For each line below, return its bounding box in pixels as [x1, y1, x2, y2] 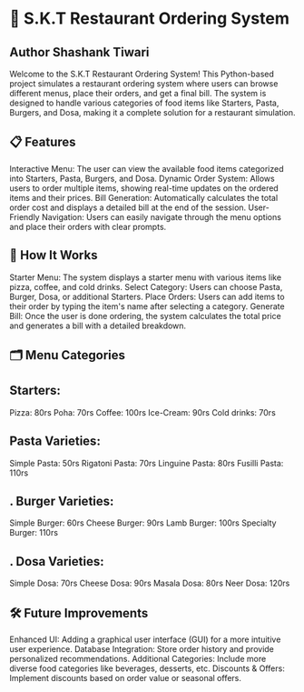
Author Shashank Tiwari [9, 45, 150, 60]
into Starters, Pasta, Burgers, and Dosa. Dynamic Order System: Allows [9, 173, 275, 184]
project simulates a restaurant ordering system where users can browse [9, 78, 279, 89]
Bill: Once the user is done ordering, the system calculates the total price [9, 310, 281, 321]
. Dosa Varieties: [9, 554, 104, 569]
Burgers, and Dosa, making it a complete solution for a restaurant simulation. [9, 107, 296, 117]
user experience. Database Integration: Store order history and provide [9, 644, 275, 655]
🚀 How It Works [9, 247, 98, 263]
